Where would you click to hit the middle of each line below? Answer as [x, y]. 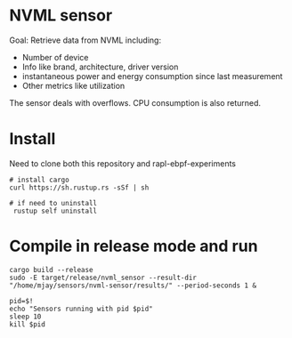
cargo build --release [51, 270]
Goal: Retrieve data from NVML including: [85, 40]
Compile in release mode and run [134, 246]
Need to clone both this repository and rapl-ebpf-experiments [122, 163]
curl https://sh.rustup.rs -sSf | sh [79, 188]
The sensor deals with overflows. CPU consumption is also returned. [135, 102]
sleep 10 [25, 317]
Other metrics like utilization [73, 85]
